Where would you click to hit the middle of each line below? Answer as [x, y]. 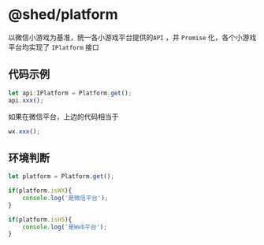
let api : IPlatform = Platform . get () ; [70, 93]
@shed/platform [63, 15]
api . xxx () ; [26, 100]
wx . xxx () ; [24, 132]
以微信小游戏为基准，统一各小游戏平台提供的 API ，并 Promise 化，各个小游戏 [132, 37]
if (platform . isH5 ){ [40, 219]
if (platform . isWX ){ [40, 191]
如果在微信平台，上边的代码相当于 [63, 117]
